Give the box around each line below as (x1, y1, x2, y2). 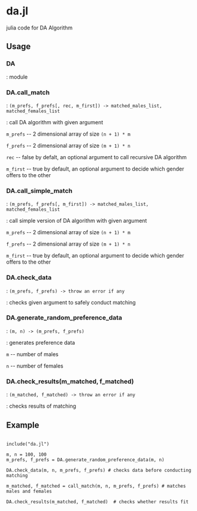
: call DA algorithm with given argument (6, 118, 104, 125)
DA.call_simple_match (6, 186, 73, 195)
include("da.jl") (6, 441, 50, 447)
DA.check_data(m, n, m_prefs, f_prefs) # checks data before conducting (6, 467, 192, 473)
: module (6, 73, 28, 80)
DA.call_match (6, 88, 50, 97)
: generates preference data (6, 339, 75, 346)
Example (6, 420, 40, 430)
